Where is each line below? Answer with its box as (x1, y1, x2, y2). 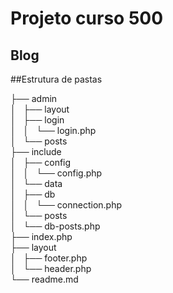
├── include (10, 146, 62, 157)
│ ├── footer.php (10, 252, 88, 264)
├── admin (10, 93, 58, 104)
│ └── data (10, 178, 63, 189)
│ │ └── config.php (10, 167, 103, 179)
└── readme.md (10, 273, 79, 285)
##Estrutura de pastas (10, 73, 103, 85)
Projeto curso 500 (10, 7, 164, 30)
